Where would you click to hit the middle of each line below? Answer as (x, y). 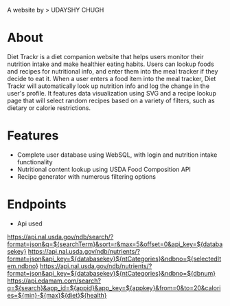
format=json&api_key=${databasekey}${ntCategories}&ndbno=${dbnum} (112, 273)
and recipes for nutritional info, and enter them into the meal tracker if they (113, 71)
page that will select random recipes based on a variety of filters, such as (111, 100)
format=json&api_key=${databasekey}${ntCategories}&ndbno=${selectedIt (114, 259)
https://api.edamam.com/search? (54, 281)
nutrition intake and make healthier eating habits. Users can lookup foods (111, 64)
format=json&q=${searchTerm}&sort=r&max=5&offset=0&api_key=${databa (115, 244)
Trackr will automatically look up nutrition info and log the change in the (108, 86)
